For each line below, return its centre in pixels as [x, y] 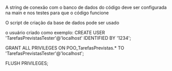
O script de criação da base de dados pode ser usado [62, 23]
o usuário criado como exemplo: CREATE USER [55, 32]
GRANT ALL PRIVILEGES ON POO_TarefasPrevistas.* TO [65, 48]
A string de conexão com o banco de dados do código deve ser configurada [86, 7]
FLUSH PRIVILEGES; [27, 63]
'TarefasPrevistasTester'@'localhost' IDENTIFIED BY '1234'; [68, 38]
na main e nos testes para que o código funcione [57, 13]
